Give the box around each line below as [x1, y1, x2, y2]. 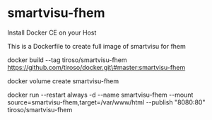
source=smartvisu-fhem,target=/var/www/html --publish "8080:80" [7, 97, 206, 107]
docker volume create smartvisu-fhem [7, 76, 119, 85]
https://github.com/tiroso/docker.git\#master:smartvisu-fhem [7, 63, 186, 71]
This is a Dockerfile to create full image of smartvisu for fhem [7, 42, 186, 50]
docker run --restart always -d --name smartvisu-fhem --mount [7, 90, 194, 99]
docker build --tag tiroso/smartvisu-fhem [7, 55, 127, 64]
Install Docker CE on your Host [7, 28, 97, 37]
